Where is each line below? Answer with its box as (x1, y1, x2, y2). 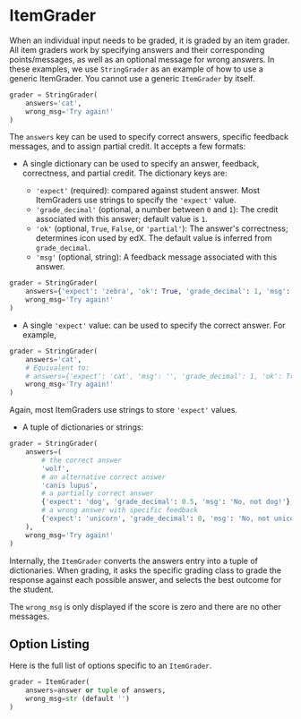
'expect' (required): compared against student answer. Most (35, 185, 261, 196)
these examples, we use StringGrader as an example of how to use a (9, 64, 264, 74)
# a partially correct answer (41, 489, 154, 498)
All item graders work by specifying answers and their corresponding (9, 44, 265, 55)
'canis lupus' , (41, 481, 99, 490)
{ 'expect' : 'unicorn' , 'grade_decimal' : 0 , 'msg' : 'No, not (41, 514, 271, 524)
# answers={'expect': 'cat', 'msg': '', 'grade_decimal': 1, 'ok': (25, 372, 282, 381)
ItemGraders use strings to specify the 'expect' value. (35, 194, 237, 206)
